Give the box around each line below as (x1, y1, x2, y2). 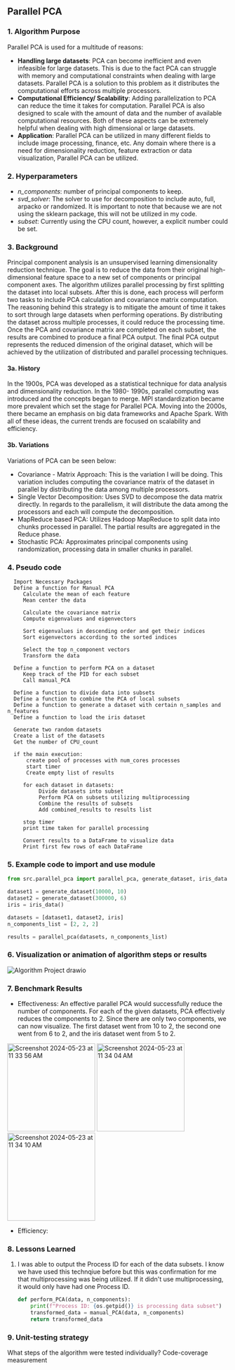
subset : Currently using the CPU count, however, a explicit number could (17, 217, 228, 225)
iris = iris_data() (7, 901, 65, 908)
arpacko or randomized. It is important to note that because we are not (17, 202, 222, 210)
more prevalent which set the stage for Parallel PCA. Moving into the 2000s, (7, 402, 227, 410)
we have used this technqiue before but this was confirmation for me (17, 1267, 217, 1276)
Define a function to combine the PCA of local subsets (13, 695, 180, 703)
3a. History (7, 364, 41, 372)
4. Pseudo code (7, 563, 62, 572)
